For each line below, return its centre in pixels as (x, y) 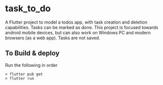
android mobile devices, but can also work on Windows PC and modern (78, 32)
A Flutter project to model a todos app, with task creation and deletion (76, 22)
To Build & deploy (32, 53)
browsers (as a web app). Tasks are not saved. (53, 38)
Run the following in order (31, 65)
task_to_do (28, 9)
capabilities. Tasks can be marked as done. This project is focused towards (82, 27)
